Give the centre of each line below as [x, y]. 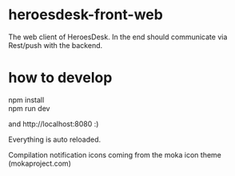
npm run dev [29, 108]
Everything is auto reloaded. [55, 139]
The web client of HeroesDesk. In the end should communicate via [118, 37]
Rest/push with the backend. [56, 45]
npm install [26, 100]
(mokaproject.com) [40, 163]
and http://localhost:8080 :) [54, 124]
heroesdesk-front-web [86, 15]
